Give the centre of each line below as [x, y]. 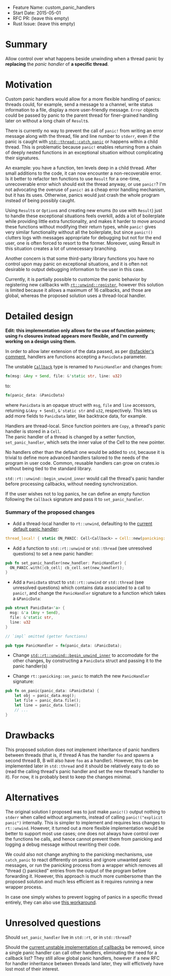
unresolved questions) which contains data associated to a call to [81, 588]
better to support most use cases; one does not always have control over [82, 833]
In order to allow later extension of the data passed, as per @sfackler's [80, 351]
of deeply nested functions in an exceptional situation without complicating [84, 152]
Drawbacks [30, 735]
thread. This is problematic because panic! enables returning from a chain [83, 147]
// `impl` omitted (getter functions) [46, 636]
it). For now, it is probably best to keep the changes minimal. [69, 777]
